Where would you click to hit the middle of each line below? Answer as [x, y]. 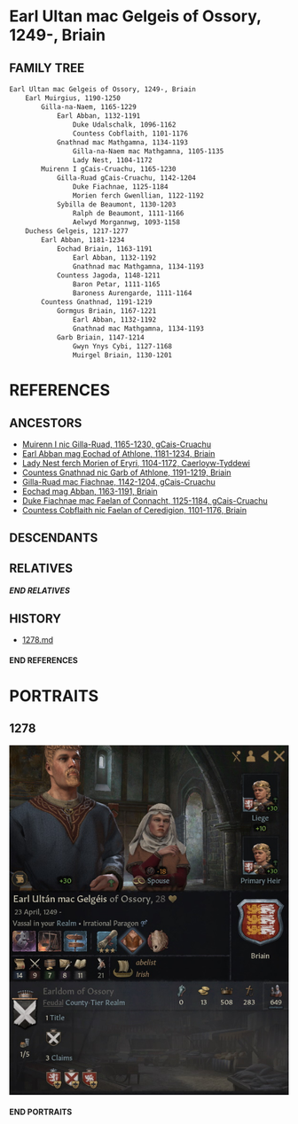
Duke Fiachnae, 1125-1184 [120, 187]
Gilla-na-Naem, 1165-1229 [89, 107]
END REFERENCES [43, 660]
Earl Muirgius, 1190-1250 [73, 98]
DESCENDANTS [54, 538]
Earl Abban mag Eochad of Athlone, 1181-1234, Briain [118, 453]
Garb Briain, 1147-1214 [100, 338]
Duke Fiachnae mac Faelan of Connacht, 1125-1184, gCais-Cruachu [145, 501]
